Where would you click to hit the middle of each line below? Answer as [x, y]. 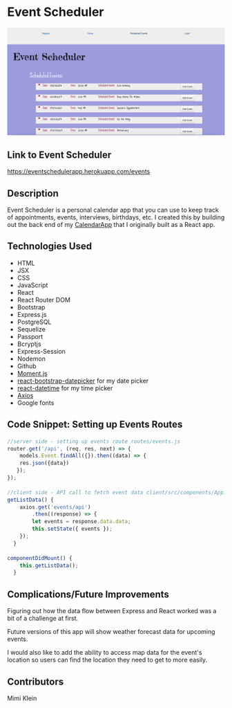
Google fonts [36, 403]
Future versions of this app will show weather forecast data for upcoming [111, 632]
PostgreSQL [34, 322]
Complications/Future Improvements [88, 594]
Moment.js [32, 373]
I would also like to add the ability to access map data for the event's [105, 653]
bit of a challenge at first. [43, 618]
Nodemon [31, 358]
